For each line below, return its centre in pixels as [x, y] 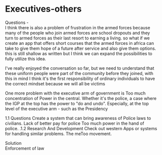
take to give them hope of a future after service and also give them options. [81, 48]
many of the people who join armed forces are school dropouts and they [78, 33]
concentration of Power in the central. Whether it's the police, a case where [81, 98]
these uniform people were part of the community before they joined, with [79, 73]
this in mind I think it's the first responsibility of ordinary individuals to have [80, 78]
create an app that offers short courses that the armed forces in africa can [80, 43]
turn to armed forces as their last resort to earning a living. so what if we [77, 38]
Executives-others [43, 9]
